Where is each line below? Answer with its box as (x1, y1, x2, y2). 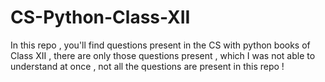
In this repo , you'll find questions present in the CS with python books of (10, 39, 311, 51)
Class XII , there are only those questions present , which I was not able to (10, 49, 316, 61)
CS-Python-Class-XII (10, 6, 191, 29)
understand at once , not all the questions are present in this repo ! (10, 60, 285, 72)
